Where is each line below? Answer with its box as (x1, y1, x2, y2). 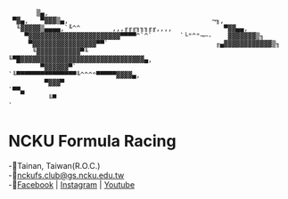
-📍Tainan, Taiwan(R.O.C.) (8, 160, 101, 171)
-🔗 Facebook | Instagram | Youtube (8, 179, 136, 190)
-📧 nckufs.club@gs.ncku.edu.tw (8, 170, 125, 180)
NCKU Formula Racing (8, 131, 177, 151)
